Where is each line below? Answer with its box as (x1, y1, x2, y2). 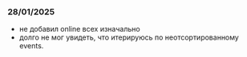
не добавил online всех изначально (18, 25, 141, 34)
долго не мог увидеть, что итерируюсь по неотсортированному (18, 32, 240, 42)
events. (18, 41, 44, 51)
